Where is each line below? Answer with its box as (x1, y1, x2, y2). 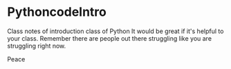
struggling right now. (7, 41, 66, 50)
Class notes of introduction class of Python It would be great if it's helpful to (7, 27, 224, 35)
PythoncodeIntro (7, 4, 107, 20)
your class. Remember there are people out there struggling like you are (7, 34, 212, 42)
